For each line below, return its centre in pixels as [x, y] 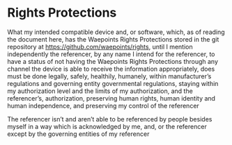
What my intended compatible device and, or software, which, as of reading [116, 32]
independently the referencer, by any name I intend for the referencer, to [111, 54]
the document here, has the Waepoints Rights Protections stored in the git [113, 39]
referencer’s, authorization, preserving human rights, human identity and [111, 98]
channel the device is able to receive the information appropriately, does [111, 69]
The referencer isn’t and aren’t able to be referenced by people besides [110, 119]
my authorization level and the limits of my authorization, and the [100, 91]
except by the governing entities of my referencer [78, 134]
